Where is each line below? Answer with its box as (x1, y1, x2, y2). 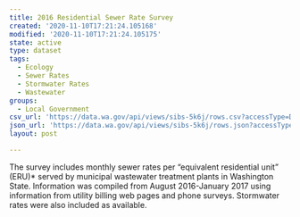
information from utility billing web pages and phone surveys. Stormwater (9, 189, 279, 201)
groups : (9, 96, 38, 105)
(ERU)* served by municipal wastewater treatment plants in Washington (9, 171, 274, 181)
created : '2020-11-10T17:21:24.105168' (9, 21, 158, 30)
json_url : (9, 121, 46, 130)
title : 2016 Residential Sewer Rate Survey (9, 13, 174, 22)
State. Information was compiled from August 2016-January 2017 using (9, 180, 271, 191)
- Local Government (17, 104, 90, 113)
